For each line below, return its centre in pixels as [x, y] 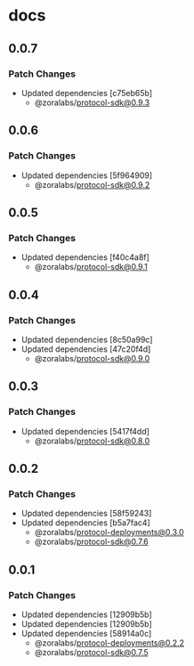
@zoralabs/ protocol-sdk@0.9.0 [92, 358]
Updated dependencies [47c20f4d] [86, 349]
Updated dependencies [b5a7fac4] [85, 523]
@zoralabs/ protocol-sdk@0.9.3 [92, 102]
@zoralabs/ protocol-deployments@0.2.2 [109, 643]
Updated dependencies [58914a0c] [86, 634]
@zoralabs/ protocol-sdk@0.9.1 [91, 267]
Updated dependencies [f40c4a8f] [85, 257]
